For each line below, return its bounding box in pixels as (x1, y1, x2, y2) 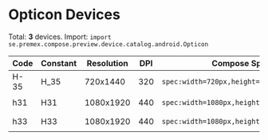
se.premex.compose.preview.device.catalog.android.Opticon (8, 40, 209, 49)
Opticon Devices (8, 6, 121, 24)
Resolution (86, 57, 129, 68)
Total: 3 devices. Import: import (8, 32, 112, 41)
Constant (41, 57, 77, 68)
